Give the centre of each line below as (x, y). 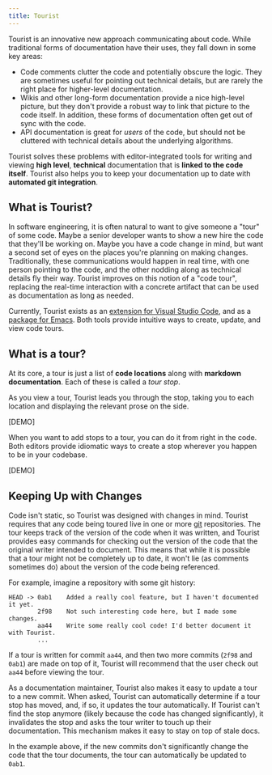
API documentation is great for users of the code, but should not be (132, 132)
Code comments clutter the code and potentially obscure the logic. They (141, 72)
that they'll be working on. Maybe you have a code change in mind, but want (136, 244)
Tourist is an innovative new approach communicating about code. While (130, 39)
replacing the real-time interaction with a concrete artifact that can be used (134, 287)
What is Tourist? (51, 208)
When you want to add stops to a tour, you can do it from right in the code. (133, 438)
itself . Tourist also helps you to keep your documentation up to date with (130, 173)
